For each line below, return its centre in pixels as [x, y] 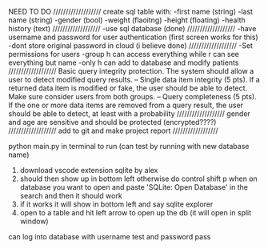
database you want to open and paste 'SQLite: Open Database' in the [134, 187]
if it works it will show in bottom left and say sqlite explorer [116, 204]
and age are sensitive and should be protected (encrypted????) [112, 122]
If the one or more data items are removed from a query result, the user [126, 105]
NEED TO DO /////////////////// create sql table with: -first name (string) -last [131, 12]
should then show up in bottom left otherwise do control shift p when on [138, 179]
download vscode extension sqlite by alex [89, 170]
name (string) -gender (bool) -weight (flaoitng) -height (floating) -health [127, 20]
